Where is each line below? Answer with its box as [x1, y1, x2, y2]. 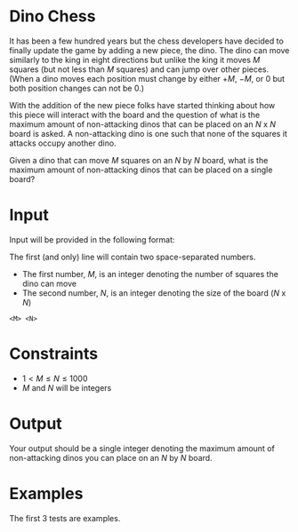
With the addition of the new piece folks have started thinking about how [9, 99, 276, 110]
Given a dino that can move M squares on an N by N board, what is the [9, 155, 269, 165]
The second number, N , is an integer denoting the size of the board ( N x [21, 287, 286, 298]
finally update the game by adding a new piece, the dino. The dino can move [9, 44, 290, 55]
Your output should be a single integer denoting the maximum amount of [9, 442, 276, 454]
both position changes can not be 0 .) [9, 83, 145, 93]
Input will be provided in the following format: [9, 234, 175, 245]
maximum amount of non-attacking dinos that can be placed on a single [9, 164, 273, 175]
